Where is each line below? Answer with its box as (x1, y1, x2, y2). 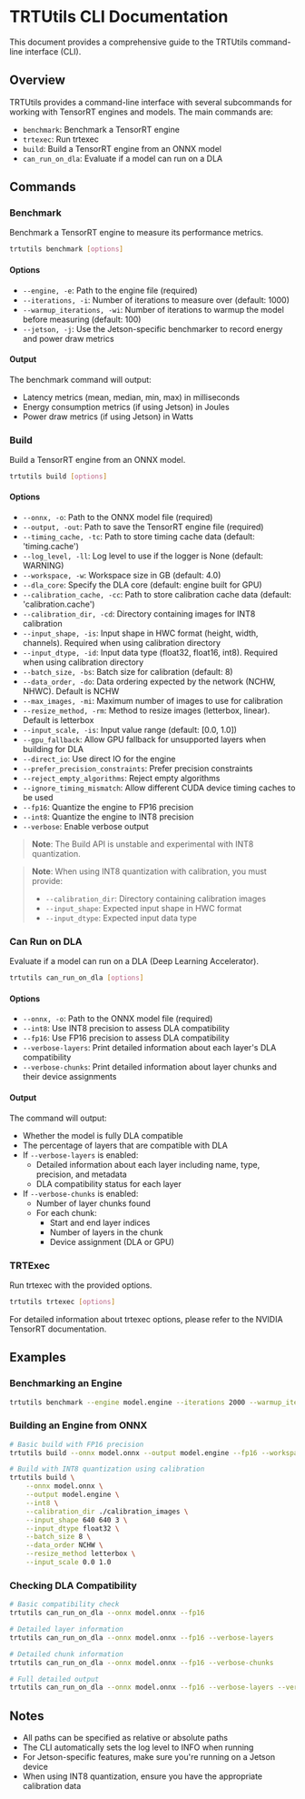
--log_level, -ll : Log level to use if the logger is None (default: (22, 550, 263, 561)
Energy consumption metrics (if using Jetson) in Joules (22, 401, 230, 412)
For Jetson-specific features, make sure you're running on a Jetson (22, 1752, 275, 1763)
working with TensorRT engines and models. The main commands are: (9, 106, 274, 117)
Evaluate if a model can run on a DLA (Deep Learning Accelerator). (9, 956, 259, 967)
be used (22, 792, 54, 803)
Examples (9, 1350, 66, 1365)
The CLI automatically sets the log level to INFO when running (22, 1742, 254, 1753)
